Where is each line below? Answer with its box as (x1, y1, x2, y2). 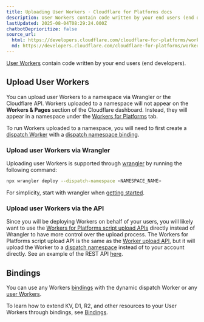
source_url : (6, 32, 36, 38)
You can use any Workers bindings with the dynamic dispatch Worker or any (6, 284, 197, 291)
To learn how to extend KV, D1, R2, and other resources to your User (6, 302, 177, 309)
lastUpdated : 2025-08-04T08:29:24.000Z (6, 20, 107, 26)
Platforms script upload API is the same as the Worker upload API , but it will (6, 238, 195, 245)
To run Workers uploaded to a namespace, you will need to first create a (6, 124, 187, 131)
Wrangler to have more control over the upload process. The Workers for (6, 231, 189, 238)
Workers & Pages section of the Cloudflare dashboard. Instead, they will (6, 106, 188, 113)
